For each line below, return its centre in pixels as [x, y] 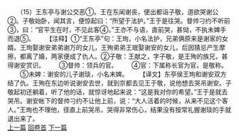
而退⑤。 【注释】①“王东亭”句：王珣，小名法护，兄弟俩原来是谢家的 [115, 38]
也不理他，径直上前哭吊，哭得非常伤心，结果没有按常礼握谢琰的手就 [132, 110]
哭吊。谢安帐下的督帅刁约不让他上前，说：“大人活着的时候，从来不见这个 [115, 101]
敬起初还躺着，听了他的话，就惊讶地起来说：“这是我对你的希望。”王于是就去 [118, 92]
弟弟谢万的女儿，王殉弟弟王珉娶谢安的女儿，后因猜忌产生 [135, 47]
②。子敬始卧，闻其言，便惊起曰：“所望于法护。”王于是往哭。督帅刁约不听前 [119, 21]
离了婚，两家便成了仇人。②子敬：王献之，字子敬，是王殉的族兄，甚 [127, 56]
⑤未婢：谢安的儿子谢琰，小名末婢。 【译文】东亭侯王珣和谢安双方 [123, 74]
